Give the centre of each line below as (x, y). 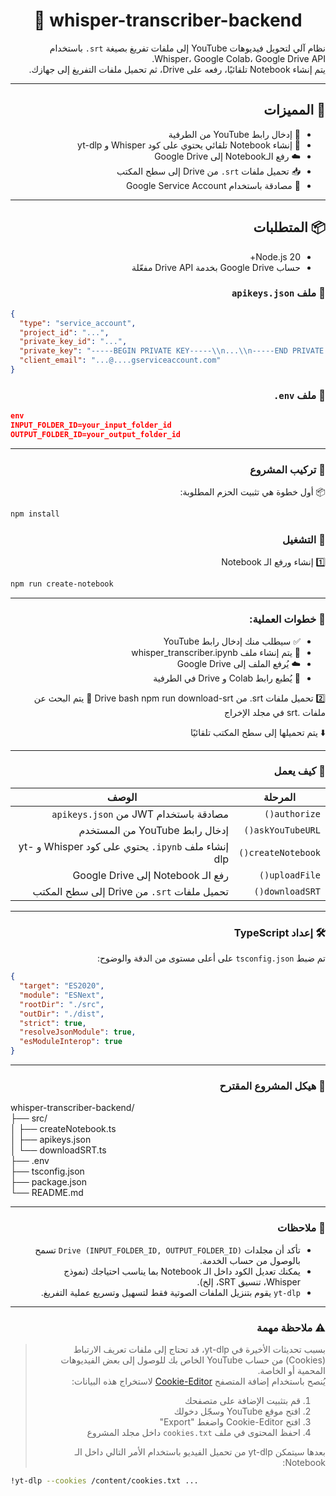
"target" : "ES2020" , (62, 986)
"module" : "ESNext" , (62, 995)
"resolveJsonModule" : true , (78, 1032)
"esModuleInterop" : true (71, 1042)
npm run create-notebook (62, 584)
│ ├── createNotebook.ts (63, 1129)
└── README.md (47, 1193)
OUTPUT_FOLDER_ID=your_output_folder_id (96, 435)
